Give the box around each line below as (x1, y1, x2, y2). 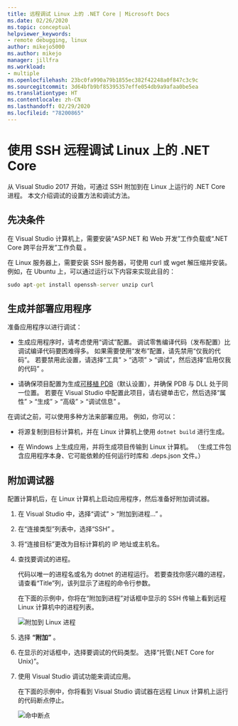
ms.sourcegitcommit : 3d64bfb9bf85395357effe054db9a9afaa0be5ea (7, 83, 199, 90)
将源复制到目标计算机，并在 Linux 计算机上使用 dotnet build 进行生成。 (17, 428, 229, 436)
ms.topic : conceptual (7, 23, 72, 31)
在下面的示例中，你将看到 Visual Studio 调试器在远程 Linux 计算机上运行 (17, 687, 229, 695)
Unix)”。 (17, 657, 43, 665)
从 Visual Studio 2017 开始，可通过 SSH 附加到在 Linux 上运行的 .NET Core (7, 182, 226, 190)
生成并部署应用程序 (7, 303, 92, 315)
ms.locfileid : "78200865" (7, 109, 84, 117)
